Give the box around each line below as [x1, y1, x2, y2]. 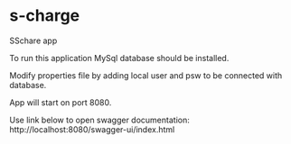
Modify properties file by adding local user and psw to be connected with [9, 69, 283, 81]
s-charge [9, 5, 80, 26]
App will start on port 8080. [9, 96, 112, 108]
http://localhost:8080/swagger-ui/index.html [9, 123, 175, 135]
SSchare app [9, 35, 58, 46]
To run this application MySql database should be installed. [9, 52, 230, 63]
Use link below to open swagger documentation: [9, 114, 190, 125]
